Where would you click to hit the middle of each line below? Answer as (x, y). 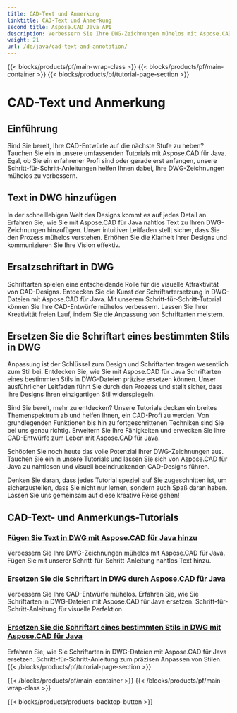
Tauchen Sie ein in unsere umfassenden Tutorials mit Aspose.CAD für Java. (117, 153)
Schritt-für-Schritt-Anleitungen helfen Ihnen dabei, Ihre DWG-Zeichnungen (116, 168)
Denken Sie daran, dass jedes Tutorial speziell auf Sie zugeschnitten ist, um (117, 480)
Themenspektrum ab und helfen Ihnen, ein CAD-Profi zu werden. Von (108, 415)
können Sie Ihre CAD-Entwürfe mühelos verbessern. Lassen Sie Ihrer (108, 306)
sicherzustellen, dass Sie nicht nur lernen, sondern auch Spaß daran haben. (117, 488)
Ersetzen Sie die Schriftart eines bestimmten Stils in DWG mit (114, 628)
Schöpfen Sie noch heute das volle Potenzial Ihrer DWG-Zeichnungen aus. (116, 452)
